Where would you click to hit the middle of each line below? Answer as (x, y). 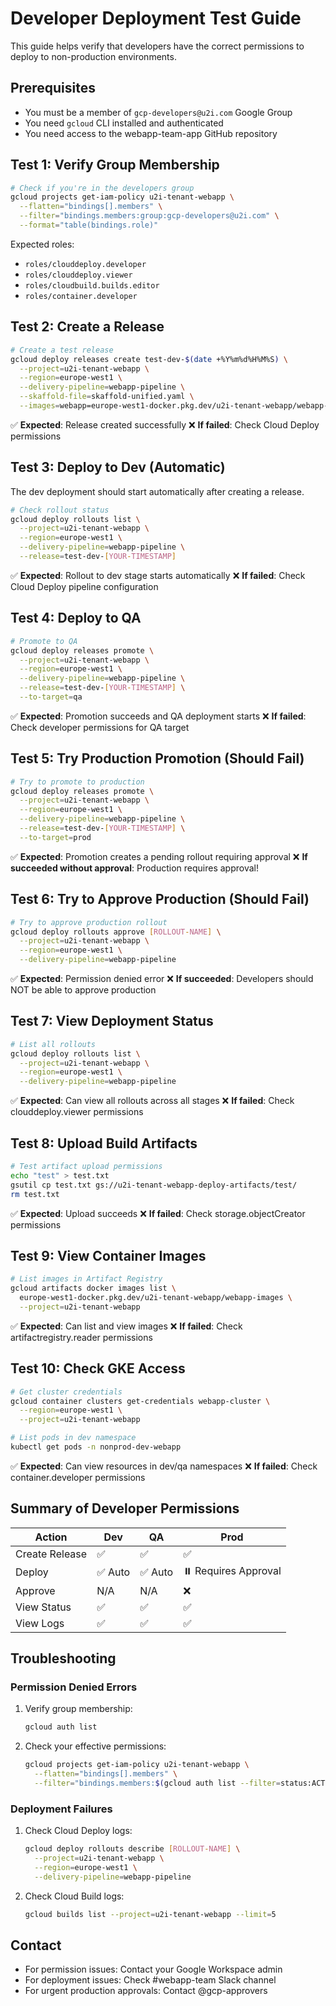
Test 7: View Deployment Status (112, 1021)
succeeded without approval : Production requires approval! (134, 868)
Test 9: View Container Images (108, 1255)
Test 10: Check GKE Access (98, 1368)
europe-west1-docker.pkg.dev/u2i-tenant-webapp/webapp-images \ (156, 1298)
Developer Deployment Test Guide (156, 18)
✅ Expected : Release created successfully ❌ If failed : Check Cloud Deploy (165, 424)
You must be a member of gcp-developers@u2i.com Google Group (158, 112)
